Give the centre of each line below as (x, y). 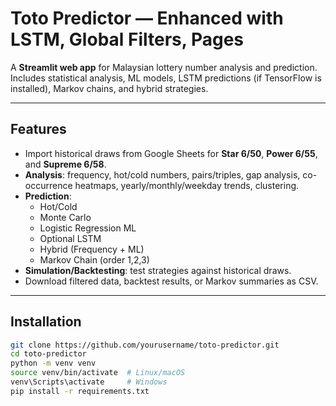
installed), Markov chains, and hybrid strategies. (109, 88)
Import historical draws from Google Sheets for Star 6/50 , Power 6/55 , (171, 153)
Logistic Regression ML (88, 228)
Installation (46, 322)
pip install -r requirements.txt (80, 391)
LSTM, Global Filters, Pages (127, 39)
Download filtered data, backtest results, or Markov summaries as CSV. (171, 281)
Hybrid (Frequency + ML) (92, 249)
